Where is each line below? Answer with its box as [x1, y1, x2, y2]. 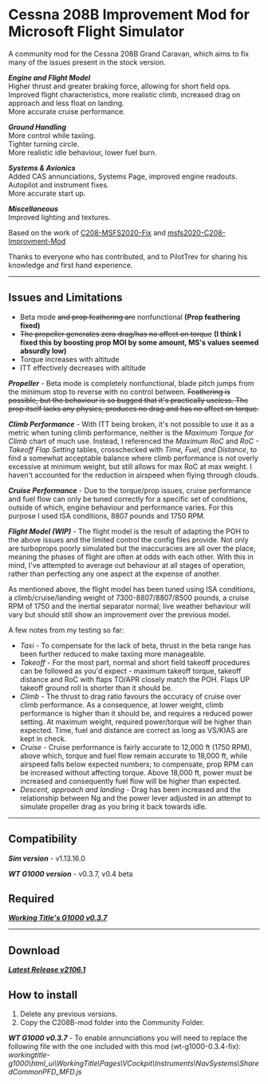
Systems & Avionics [8, 163, 76, 172]
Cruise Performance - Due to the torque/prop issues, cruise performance [8, 485, 251, 495]
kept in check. [19, 734, 67, 743]
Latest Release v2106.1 [8, 965, 86, 975]
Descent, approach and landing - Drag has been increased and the [19, 784, 241, 794]
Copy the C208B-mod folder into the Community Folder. [19, 1018, 205, 1027]
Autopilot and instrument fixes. [8, 179, 109, 189]
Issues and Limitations [8, 291, 123, 305]
